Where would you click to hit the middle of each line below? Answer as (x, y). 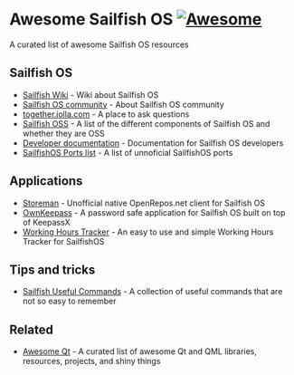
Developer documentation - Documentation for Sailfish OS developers (153, 143)
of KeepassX (46, 222)
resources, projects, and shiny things (91, 361)
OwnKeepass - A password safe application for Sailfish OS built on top (154, 212)
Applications (46, 181)
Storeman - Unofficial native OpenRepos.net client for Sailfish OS (143, 203)
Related (32, 329)
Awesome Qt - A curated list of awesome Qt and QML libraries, (140, 351)
